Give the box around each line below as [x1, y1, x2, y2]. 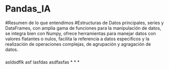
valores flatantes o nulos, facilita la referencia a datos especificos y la [5, 36, 149, 42]
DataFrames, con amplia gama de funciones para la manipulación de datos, [5, 25, 161, 31]
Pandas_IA [5, 3, 51, 15]
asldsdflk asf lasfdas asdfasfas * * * [5, 59, 80, 65]
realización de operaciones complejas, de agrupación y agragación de [5, 41, 151, 47]
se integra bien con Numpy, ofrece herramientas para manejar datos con [5, 30, 156, 36]
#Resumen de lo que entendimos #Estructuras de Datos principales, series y [5, 20, 164, 26]
